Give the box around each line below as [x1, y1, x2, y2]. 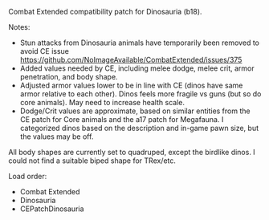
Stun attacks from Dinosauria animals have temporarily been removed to [19, 38, 259, 47]
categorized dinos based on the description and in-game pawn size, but [19, 124, 259, 132]
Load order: [8, 172, 47, 181]
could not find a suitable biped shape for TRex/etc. [8, 156, 177, 165]
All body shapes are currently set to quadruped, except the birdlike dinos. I [8, 148, 255, 157]
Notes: [8, 22, 31, 31]
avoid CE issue [19, 47, 70, 55]
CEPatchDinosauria [19, 204, 84, 214]
